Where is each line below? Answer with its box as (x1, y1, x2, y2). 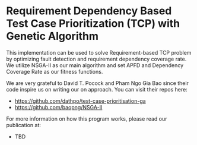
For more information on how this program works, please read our (6, 115, 167, 122)
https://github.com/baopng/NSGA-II (14, 103, 103, 111)
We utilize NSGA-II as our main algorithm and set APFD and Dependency (6, 61, 184, 69)
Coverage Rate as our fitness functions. (6, 68, 103, 75)
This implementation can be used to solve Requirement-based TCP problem (6, 49, 192, 56)
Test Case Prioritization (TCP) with (6, 17, 180, 30)
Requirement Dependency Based (6, 4, 172, 18)
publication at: (6, 121, 42, 128)
